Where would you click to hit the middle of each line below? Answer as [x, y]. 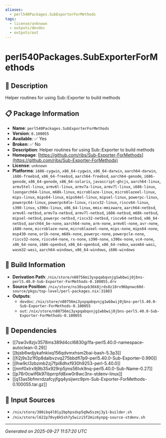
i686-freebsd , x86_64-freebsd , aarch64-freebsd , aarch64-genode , [78, 176]
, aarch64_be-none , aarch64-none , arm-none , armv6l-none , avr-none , [92, 223]
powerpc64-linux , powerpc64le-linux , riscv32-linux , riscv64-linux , [81, 202]
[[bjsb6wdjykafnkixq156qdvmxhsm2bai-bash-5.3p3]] [66, 353]
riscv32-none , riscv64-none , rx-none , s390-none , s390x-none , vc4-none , [83, 239]
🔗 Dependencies [31, 331]
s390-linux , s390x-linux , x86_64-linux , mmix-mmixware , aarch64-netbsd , [84, 207]
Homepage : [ [26, 155]
